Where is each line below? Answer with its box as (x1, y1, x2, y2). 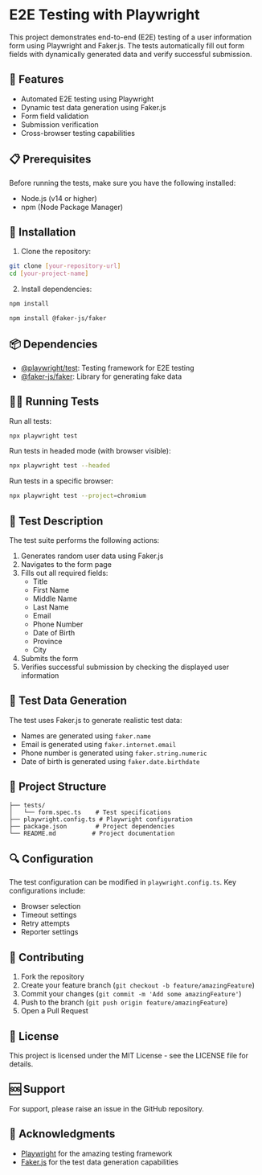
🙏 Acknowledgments (9, 1128, 116, 1141)
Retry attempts (20, 918, 71, 928)
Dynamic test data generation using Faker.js (20, 102, 167, 112)
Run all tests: (9, 416, 51, 425)
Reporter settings (20, 927, 79, 937)
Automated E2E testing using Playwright (20, 94, 154, 104)
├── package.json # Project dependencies (9, 822, 175, 830)
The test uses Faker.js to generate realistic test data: (9, 715, 182, 725)
